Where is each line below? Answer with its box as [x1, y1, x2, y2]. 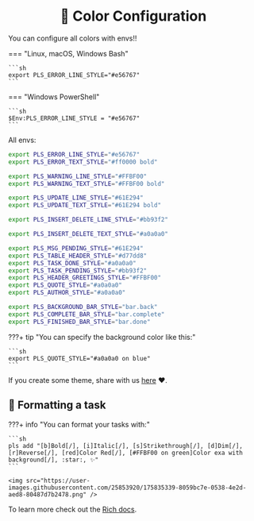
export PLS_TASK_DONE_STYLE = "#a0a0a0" [8, 259, 137, 267]
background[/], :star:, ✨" [8, 456, 99, 464]
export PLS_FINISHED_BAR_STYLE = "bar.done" [8, 318, 151, 326]
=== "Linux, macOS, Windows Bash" [8, 48, 129, 58]
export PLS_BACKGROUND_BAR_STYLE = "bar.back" [8, 303, 158, 311]
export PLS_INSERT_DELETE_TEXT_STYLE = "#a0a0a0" [8, 230, 169, 238]
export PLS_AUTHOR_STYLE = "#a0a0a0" [8, 289, 126, 297]
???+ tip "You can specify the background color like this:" [8, 332, 196, 342]
